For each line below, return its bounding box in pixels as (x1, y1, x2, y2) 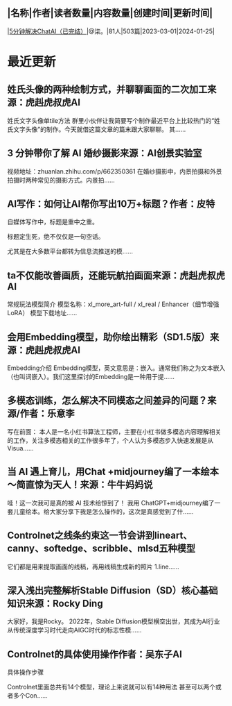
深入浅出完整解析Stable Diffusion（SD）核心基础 (7, 585, 218, 596)
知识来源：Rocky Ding (7, 597, 103, 610)
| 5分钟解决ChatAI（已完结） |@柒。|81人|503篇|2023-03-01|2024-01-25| (7, 27, 215, 35)
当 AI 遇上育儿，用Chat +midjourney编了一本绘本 (7, 466, 220, 478)
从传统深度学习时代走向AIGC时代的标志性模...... (7, 626, 142, 634)
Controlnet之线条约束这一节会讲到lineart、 (7, 530, 193, 541)
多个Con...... (12, 691, 48, 700)
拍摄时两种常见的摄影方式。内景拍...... (7, 176, 116, 184)
